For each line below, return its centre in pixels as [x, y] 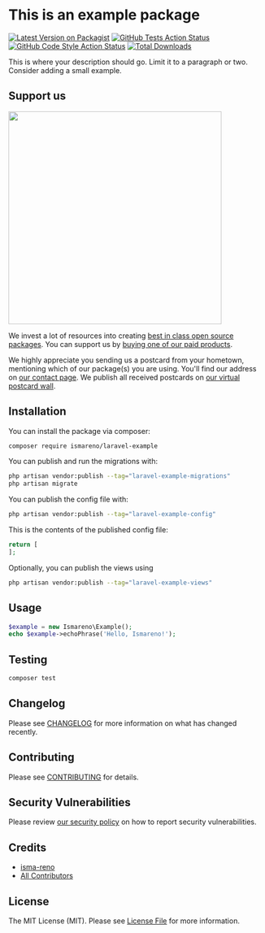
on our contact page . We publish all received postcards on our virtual [124, 377]
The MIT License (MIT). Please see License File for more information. [124, 921]
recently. [23, 731]
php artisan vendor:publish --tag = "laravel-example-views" [111, 583]
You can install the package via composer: [79, 431]
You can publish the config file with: [68, 499]
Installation [37, 412]
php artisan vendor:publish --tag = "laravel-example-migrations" [119, 476]
